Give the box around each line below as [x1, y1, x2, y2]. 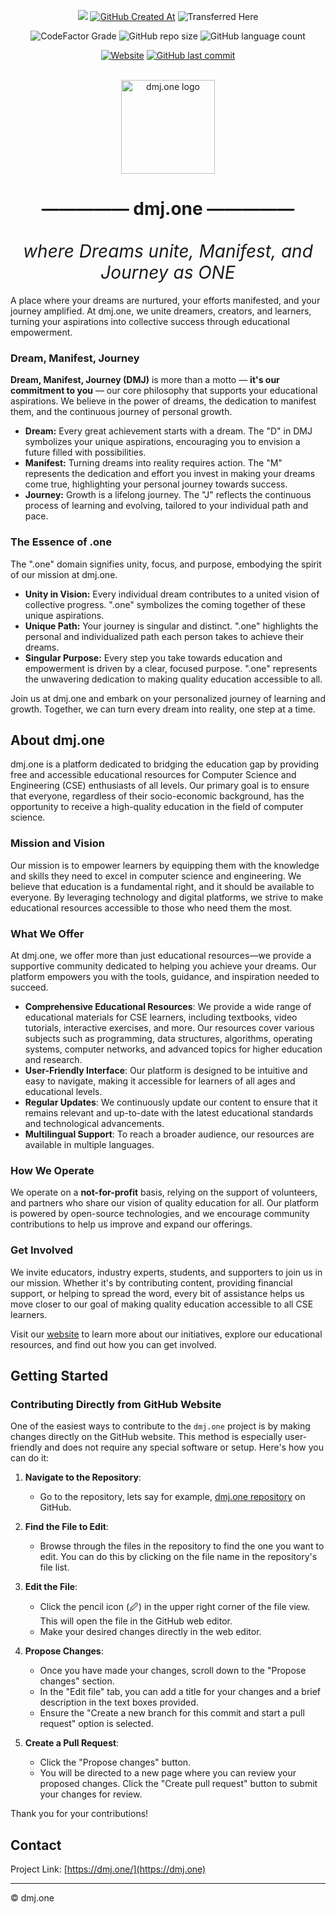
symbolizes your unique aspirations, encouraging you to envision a [24, 436, 301, 448]
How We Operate [10, 1163, 95, 1177]
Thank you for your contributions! [10, 1808, 149, 1820]
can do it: [10, 1452, 50, 1464]
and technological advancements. [24, 1117, 165, 1129]
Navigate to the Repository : [24, 1471, 142, 1484]
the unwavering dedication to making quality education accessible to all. [24, 673, 323, 685]
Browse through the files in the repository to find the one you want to [39, 1540, 325, 1552]
